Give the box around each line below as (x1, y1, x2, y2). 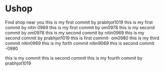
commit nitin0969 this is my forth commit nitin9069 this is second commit (5, 40, 155, 46)
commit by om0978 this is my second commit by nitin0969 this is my (5, 30, 144, 35)
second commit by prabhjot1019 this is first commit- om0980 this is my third (5, 35, 160, 41)
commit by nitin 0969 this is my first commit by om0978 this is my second (5, 24, 155, 30)
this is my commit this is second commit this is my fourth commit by (5, 55, 143, 61)
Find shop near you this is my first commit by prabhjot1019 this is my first (5, 19, 153, 25)
